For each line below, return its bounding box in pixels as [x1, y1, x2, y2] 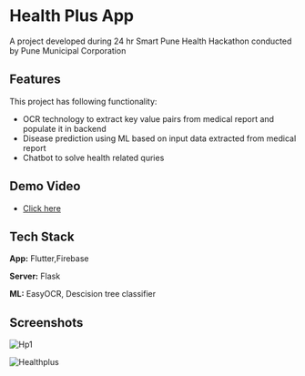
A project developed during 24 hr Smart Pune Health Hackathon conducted [9, 36, 292, 46]
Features [9, 72, 61, 87]
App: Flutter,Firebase [9, 253, 89, 264]
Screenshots [9, 315, 84, 330]
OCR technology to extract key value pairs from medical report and [22, 113, 275, 124]
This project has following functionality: [9, 96, 158, 107]
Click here [22, 202, 62, 214]
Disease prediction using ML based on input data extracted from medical [22, 133, 297, 144]
